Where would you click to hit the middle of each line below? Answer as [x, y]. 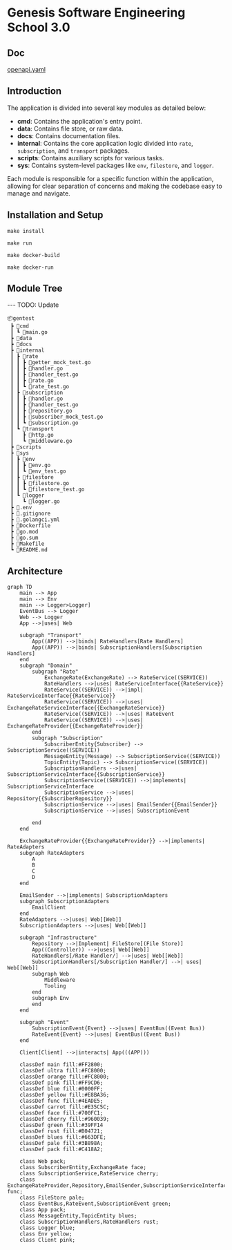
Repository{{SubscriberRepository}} [60, 799]
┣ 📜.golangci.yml [35, 520]
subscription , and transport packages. [73, 151]
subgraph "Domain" [46, 666]
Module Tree [35, 288]
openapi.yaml [27, 69]
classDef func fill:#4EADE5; [61, 1101]
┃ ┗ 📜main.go [29, 332]
